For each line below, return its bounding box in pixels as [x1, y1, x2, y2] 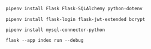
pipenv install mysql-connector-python [5, 27, 105, 33]
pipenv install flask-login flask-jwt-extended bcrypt [5, 16, 146, 22]
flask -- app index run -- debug [5, 37, 84, 43]
